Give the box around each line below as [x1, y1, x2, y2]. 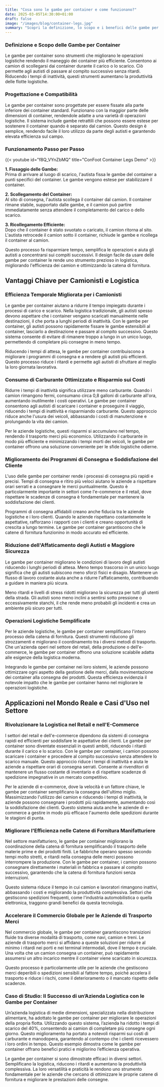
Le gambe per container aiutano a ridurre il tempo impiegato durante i [5, 302, 145, 308]
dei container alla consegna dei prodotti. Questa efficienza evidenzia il [5, 674, 147, 680]
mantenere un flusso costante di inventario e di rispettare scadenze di [5, 769, 146, 775]
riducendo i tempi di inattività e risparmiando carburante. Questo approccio [5, 408, 157, 414]
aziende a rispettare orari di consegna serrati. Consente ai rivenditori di [5, 764, 149, 769]
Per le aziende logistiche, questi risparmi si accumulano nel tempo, [5, 428, 141, 434]
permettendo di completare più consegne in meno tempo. [5, 339, 121, 345]
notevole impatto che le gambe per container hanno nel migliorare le [5, 679, 143, 685]
